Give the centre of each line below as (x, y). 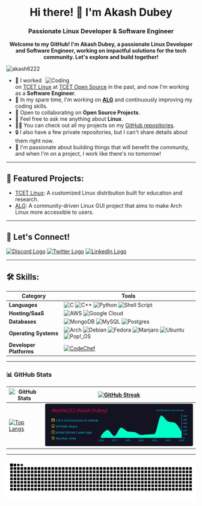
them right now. (34, 141)
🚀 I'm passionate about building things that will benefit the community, (102, 147)
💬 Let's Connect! (38, 237)
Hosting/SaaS (26, 313)
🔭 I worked (28, 80)
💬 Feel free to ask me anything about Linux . (69, 119)
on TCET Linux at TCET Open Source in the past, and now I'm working (102, 87)
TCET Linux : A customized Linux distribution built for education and (99, 193)
